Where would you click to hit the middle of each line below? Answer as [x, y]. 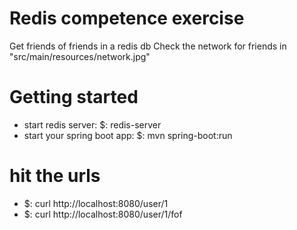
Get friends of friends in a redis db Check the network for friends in [148, 46]
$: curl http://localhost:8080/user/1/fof [103, 214]
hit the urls [55, 176]
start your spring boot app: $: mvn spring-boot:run [128, 135]
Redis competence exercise [127, 18]
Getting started [74, 97]
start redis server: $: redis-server [92, 124]
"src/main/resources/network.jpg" [80, 56]
